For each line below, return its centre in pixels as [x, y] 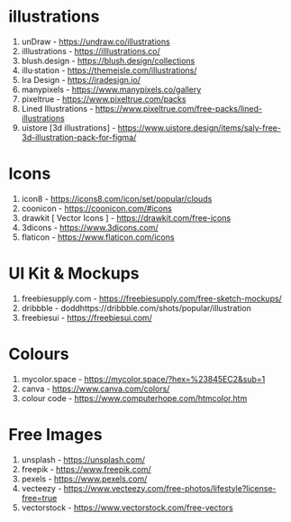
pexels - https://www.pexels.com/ [84, 479]
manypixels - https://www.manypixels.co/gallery [111, 89]
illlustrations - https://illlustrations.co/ [91, 50]
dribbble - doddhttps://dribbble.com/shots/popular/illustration [136, 307]
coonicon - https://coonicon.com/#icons [96, 208]
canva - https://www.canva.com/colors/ [95, 389]
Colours [39, 354]
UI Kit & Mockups [74, 274]
